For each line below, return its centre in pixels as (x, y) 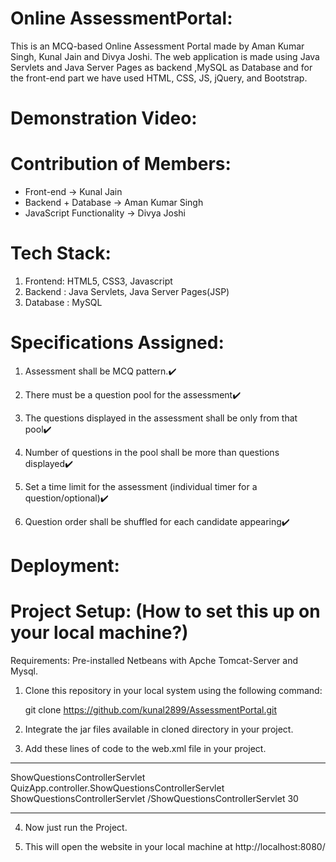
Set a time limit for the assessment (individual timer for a (141, 486)
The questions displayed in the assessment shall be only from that (161, 418)
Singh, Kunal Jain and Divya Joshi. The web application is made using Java (165, 56)
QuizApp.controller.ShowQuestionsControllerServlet (117, 788)
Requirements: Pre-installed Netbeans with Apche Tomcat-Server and (154, 661)
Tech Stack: (61, 253)
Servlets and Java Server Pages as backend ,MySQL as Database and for (161, 67)
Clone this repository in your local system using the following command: (173, 691)
